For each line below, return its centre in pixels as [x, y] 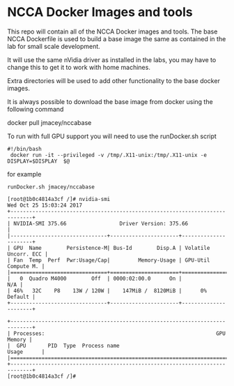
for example [24, 174]
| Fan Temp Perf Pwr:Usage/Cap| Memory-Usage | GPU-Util [109, 260]
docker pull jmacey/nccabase [49, 122]
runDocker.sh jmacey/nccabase [51, 187]
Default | [22, 297]
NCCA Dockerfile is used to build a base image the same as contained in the [117, 38]
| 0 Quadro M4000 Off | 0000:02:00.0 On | [95, 279]
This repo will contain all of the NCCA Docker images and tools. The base [112, 31]
